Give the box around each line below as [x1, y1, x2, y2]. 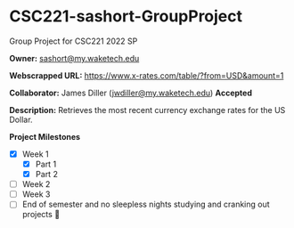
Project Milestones [9, 131, 81, 142]
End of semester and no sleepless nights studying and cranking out [21, 199, 270, 210]
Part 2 [35, 169, 58, 180]
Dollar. [9, 114, 33, 125]
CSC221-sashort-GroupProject [9, 6, 243, 27]
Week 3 [21, 189, 51, 199]
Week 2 [21, 179, 51, 190]
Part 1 [35, 159, 57, 169]
